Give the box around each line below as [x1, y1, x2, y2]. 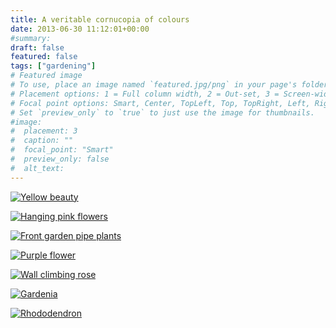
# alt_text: [10, 163, 65, 173]
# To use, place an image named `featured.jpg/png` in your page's [10, 80, 298, 90]
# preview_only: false [10, 154, 110, 164]
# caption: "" [10, 136, 74, 146]
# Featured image [10, 71, 83, 81]
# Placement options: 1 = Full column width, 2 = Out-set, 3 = [10, 89, 280, 99]
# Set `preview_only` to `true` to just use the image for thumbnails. [10, 107, 315, 118]
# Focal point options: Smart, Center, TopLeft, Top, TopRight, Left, [10, 98, 311, 108]
